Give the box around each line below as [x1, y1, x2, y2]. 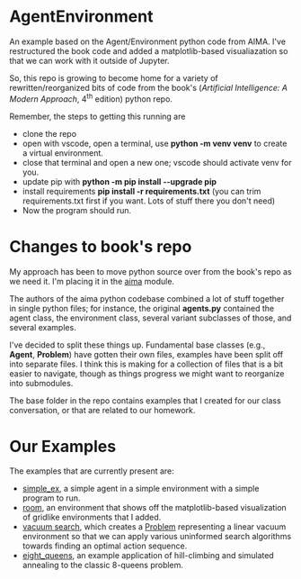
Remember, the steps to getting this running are [9, 111, 186, 122]
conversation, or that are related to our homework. [9, 404, 196, 415]
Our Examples [9, 436, 117, 457]
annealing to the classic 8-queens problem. [22, 560, 184, 571]
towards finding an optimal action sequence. [22, 540, 188, 551]
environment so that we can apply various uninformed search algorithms [22, 531, 292, 542]
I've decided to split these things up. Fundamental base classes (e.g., [9, 339, 266, 350]
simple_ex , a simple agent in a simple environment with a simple [22, 484, 260, 494]
